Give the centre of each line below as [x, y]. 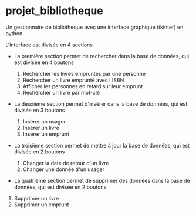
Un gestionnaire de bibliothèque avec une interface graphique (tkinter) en [94, 27]
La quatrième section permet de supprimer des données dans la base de [102, 180]
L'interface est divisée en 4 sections [49, 45]
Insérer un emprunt [46, 134]
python [14, 33]
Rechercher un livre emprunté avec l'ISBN [73, 80]
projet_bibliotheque [54, 11]
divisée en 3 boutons [39, 110]
